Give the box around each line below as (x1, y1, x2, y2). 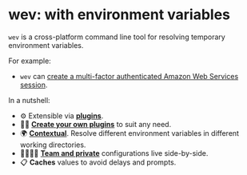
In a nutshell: (8, 95, 50, 105)
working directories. (19, 140, 86, 149)
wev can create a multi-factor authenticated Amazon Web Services (19, 71, 239, 81)
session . (19, 80, 48, 89)
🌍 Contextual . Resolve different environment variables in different (19, 128, 240, 137)
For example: (8, 56, 52, 66)
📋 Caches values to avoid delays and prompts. (19, 157, 177, 167)
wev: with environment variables (8, 6, 230, 24)
